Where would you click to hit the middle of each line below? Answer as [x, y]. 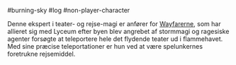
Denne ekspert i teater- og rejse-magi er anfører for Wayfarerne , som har [114, 24]
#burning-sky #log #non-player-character [69, 10]
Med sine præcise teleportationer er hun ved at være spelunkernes [105, 46]
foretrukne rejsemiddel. [41, 54]
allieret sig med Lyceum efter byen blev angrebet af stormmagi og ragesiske [118, 31]
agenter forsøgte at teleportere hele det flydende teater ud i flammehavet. [115, 39]
